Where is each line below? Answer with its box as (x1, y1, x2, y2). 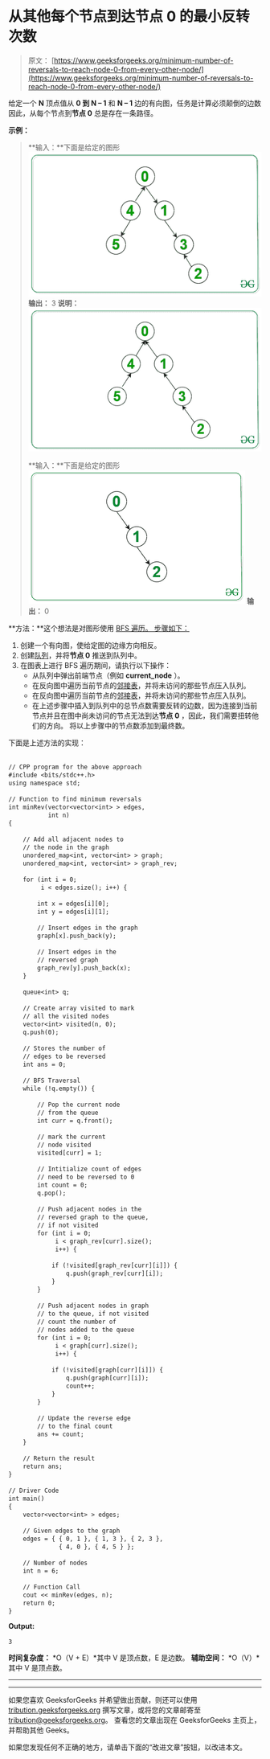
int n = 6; (22, 1567, 59, 1575)
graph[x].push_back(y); (37, 932, 117, 940)
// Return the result (22, 1454, 95, 1462)
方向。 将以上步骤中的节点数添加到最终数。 (46, 720, 190, 730)
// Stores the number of (22, 1044, 106, 1052)
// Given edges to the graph (22, 1527, 121, 1535)
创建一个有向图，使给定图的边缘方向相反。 (19, 640, 162, 650)
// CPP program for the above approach (8, 763, 142, 771)
